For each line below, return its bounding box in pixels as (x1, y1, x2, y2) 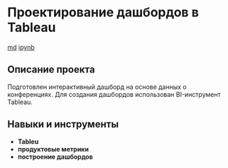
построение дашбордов (17, 152, 94, 161)
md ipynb (7, 43, 36, 51)
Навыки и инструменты (7, 118, 119, 130)
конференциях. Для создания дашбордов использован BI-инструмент (7, 90, 222, 98)
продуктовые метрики (17, 145, 89, 153)
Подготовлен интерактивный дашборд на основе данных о (7, 83, 187, 91)
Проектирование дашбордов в (7, 4, 199, 21)
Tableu (17, 137, 39, 146)
